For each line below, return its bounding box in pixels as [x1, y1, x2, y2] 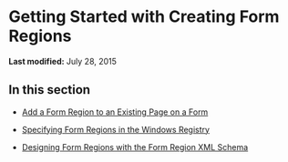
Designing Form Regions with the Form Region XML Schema [21, 141, 249, 152]
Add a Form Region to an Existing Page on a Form [21, 106, 209, 117]
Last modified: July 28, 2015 [8, 56, 118, 66]
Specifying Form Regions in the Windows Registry [21, 124, 211, 135]
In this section [8, 82, 91, 97]
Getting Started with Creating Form [8, 6, 280, 27]
